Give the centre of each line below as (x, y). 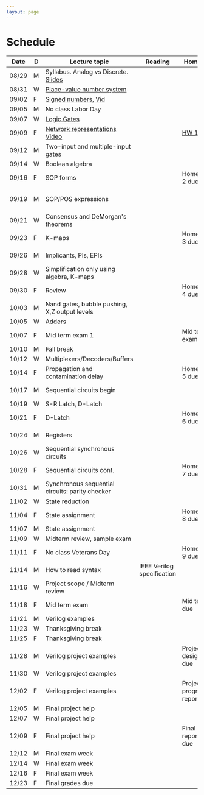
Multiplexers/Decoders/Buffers (89, 359)
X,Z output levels (69, 311)
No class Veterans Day (78, 552)
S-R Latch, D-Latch (74, 404)
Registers (59, 435)
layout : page (23, 12)
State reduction (67, 501)
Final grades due (69, 783)
